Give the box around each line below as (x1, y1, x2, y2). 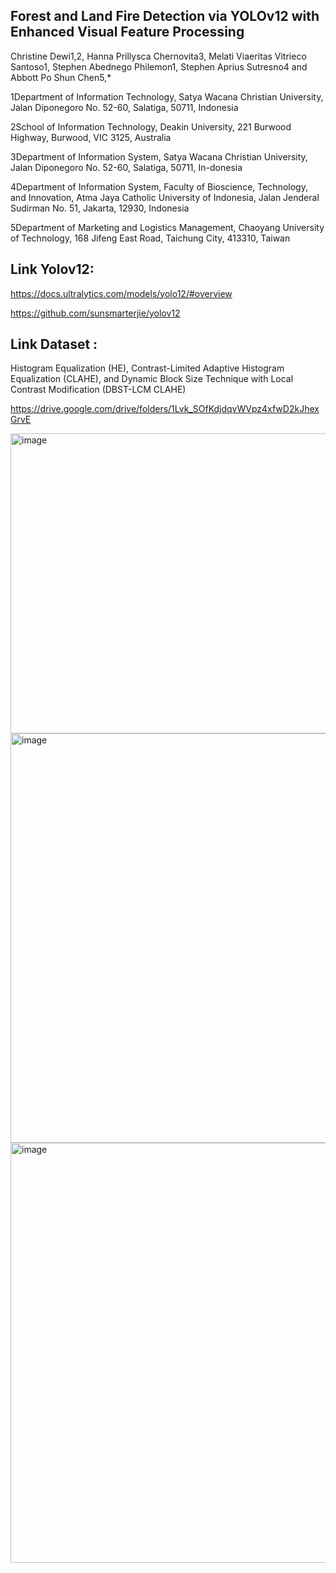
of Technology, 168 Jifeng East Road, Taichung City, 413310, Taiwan (10, 232, 291, 244)
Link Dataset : (10, 336, 98, 353)
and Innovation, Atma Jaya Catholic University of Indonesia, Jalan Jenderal (10, 191, 320, 203)
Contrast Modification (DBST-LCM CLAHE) (10, 384, 187, 396)
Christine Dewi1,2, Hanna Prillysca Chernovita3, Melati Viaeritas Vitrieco (10, 50, 307, 62)
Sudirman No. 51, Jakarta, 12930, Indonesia (10, 202, 190, 214)
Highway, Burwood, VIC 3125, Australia (10, 131, 172, 143)
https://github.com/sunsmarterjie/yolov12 (10, 307, 181, 319)
